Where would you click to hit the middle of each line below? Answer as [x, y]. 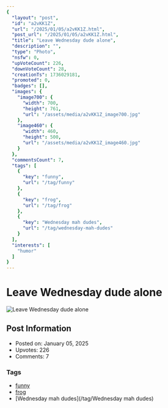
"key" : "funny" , [43, 177]
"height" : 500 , [42, 137]
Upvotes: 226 [32, 350]
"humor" [27, 251]
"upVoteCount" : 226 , [38, 63]
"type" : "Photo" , [34, 52]
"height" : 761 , [42, 109]
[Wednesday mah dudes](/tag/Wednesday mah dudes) [84, 399]
